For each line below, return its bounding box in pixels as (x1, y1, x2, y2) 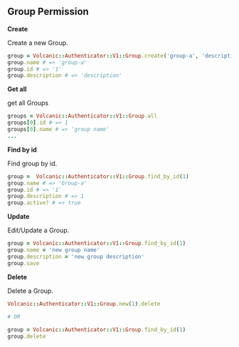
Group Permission (7, 6, 89, 18)
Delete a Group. (7, 286, 53, 295)
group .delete (7, 333, 46, 341)
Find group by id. (7, 159, 58, 167)
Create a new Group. (7, 38, 69, 47)
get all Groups (7, 99, 48, 108)
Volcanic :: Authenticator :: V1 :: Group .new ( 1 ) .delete (7, 300, 161, 307)
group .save (7, 259, 40, 266)
